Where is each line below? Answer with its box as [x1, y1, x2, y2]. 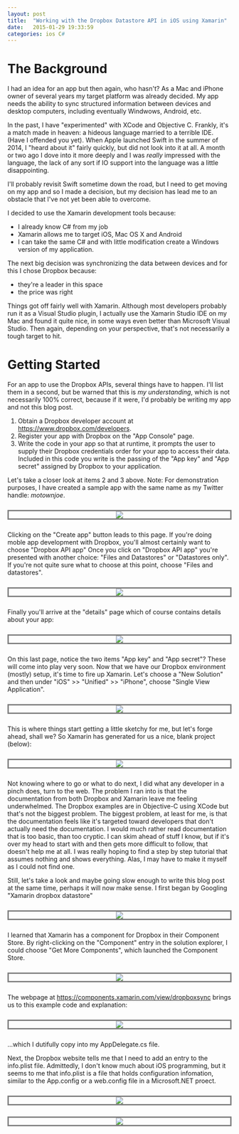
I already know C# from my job [17, 223, 108, 231]
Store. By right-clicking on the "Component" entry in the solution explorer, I [7, 938, 228, 947]
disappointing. [7, 166, 50, 175]
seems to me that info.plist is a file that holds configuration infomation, [7, 1069, 214, 1078]
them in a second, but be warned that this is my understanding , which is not [7, 388, 230, 397]
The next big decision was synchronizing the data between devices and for [7, 259, 228, 267]
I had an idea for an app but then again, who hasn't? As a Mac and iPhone [7, 85, 224, 93]
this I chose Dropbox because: [7, 267, 97, 275]
